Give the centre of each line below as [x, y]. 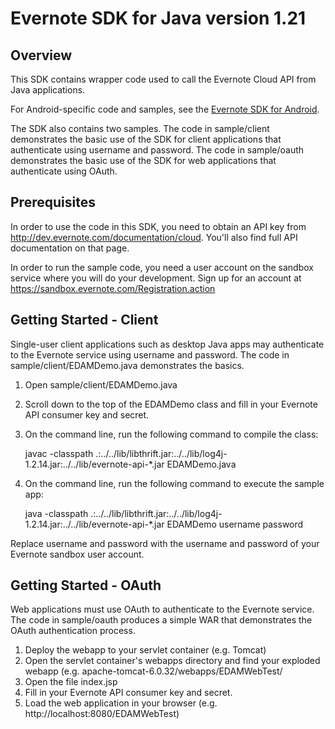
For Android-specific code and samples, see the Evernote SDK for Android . [165, 109]
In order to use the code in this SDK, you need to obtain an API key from [158, 226]
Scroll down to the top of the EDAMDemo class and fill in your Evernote [171, 404]
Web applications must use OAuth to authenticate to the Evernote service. [162, 609]
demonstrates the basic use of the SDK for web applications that [143, 160]
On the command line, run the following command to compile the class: [171, 434]
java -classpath [56, 513]
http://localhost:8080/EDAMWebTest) [102, 714]
